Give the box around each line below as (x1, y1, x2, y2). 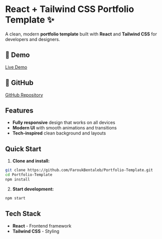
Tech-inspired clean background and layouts (12, 130, 106, 136)
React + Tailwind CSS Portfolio (5, 3, 134, 15)
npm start (5, 195, 26, 200)
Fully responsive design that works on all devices (12, 119, 115, 125)
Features (5, 106, 33, 114)
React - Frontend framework (12, 222, 71, 228)
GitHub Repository (5, 91, 43, 98)
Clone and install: (12, 158, 50, 164)
